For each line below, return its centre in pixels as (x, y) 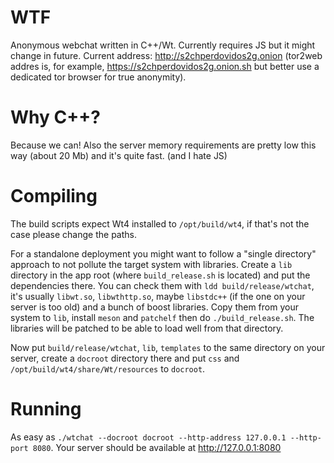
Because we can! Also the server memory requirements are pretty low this (163, 145)
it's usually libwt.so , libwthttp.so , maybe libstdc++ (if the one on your (158, 296)
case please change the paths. (74, 234)
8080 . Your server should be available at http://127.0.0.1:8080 (157, 447)
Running (46, 409)
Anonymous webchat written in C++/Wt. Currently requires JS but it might (163, 45)
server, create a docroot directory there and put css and (125, 358)
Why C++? (55, 117)
